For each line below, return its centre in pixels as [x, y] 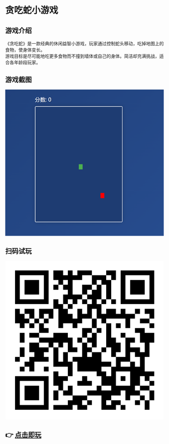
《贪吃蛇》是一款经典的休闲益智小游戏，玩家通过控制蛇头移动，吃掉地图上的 [84, 44]
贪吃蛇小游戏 [32, 10]
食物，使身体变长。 [25, 50]
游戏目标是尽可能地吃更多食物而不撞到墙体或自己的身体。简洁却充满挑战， [82, 56]
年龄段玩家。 [27, 62]
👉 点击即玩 [23, 435]
